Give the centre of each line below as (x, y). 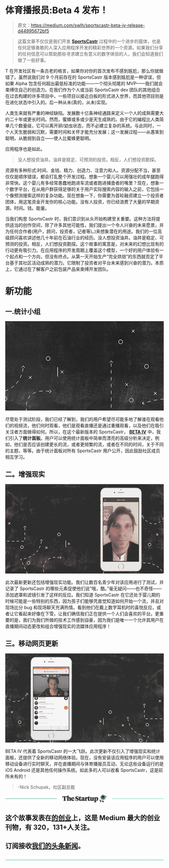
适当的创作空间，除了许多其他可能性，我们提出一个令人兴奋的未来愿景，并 (87, 225)
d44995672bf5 (33, 31)
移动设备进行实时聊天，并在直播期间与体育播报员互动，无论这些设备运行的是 (84, 764)
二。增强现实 (25, 475)
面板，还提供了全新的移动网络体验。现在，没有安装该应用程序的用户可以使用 (84, 758)
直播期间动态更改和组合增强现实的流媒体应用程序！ (58, 626)
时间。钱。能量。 (31, 208)
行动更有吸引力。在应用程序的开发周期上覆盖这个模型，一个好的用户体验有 (82, 250)
